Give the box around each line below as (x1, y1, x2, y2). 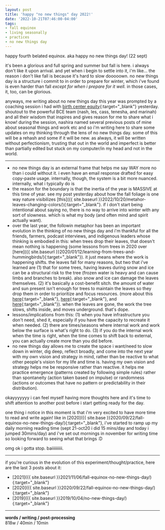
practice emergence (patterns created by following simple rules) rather (12, 369, 156, 375)
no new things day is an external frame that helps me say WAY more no (12, 165, 157, 171)
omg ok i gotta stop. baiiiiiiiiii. (5, 445, 64, 451)
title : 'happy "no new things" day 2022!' (5, 12, 93, 17)
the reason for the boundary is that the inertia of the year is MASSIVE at (12, 186, 158, 191)
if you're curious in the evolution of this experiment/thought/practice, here (5, 459, 155, 465)
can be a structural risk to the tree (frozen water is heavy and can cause (12, 269, 159, 275)
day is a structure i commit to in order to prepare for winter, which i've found (5, 78, 160, 84)
